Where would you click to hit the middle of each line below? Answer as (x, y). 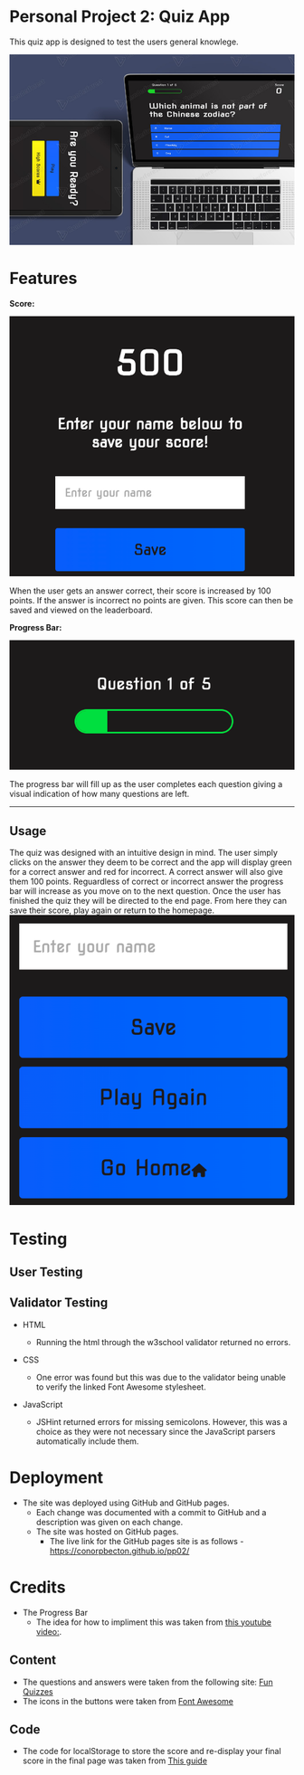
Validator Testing (59, 1303)
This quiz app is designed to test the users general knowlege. (124, 42)
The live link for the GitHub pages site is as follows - (147, 1541)
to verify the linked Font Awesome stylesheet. (121, 1387)
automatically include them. (87, 1441)
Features (43, 278)
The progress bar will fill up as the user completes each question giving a (146, 784)
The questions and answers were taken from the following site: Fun (147, 1682)
